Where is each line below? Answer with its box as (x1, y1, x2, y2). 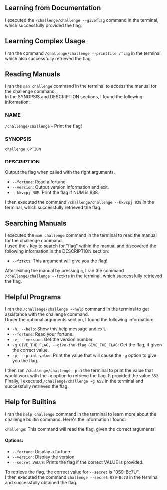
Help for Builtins (5, 398, 56, 406)
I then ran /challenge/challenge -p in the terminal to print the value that (5, 367, 153, 373)
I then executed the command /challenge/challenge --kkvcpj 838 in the (5, 199, 154, 205)
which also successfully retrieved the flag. (5, 55, 92, 61)
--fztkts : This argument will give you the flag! (12, 258, 108, 264)
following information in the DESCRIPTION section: (5, 248, 109, 254)
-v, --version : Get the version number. (12, 336, 94, 342)
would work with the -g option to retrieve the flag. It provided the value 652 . (5, 372, 160, 378)
